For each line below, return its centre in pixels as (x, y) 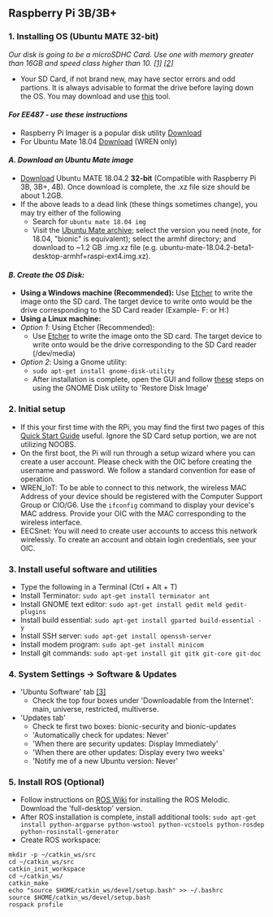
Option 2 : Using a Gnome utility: (74, 362)
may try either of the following (71, 213)
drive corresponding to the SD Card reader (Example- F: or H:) (125, 310)
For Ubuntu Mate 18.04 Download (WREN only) (99, 141)
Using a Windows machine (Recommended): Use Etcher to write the (136, 293)
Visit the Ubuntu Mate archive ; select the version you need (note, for (147, 230)
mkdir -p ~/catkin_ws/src (52, 855)
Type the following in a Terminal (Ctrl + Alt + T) (99, 586)
